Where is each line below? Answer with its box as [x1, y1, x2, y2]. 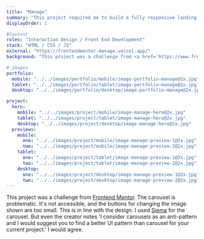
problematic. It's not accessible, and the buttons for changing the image [6, 200, 186, 207]
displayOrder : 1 [6, 20, 47, 26]
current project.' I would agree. [6, 226, 84, 234]
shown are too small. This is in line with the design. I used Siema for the [6, 207, 185, 214]
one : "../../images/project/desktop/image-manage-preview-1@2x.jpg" [22, 171, 200, 178]
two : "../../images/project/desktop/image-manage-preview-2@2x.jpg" [22, 177, 200, 183]
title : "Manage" [6, 8, 47, 15]
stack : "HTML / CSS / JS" [6, 42, 72, 49]
